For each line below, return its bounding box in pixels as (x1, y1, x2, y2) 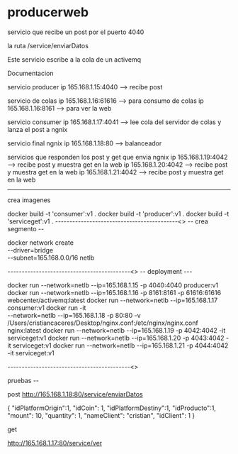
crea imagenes (7, 196, 51, 204)
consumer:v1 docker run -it (7, 303, 86, 312)
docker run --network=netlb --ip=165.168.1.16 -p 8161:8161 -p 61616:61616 (7, 288, 222, 297)
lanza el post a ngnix (7, 125, 68, 133)
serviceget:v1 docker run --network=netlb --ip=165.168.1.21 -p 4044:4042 (12, 341, 229, 350)
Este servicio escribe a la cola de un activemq (7, 55, 142, 64)
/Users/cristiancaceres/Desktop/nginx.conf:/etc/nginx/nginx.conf (7, 319, 198, 327)
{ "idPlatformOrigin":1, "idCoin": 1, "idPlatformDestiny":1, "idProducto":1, (7, 404, 216, 412)
